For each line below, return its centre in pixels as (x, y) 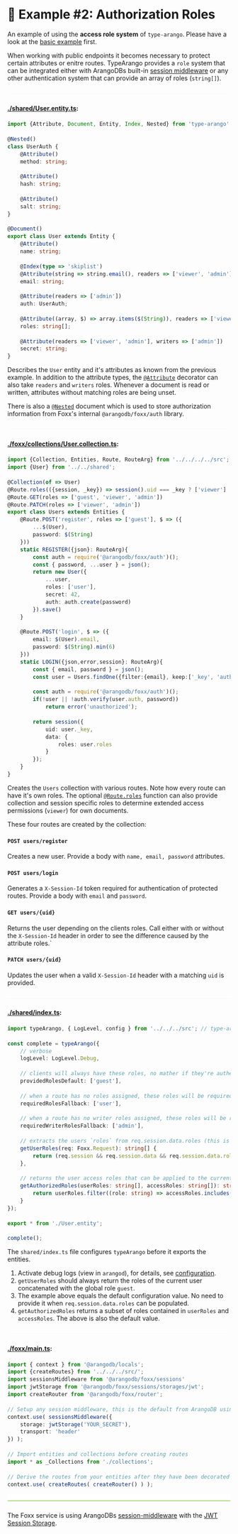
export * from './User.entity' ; (55, 1223)
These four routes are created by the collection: (77, 824)
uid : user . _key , (69, 729)
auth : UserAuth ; (44, 304)
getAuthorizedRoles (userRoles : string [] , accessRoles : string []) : (120, 1186)
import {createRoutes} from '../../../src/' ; (75, 1372)
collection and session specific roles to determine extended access (106, 803)
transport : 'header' (50, 1432)
